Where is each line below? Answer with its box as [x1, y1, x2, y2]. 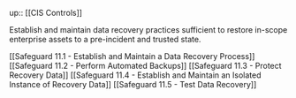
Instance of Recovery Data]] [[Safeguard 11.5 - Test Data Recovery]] [9, 79, 257, 89]
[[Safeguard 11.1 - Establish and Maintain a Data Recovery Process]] [9, 51, 255, 61]
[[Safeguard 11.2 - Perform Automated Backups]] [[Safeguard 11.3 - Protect [9, 61, 282, 71]
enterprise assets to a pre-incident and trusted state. [9, 34, 201, 44]
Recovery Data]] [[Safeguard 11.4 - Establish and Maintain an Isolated [9, 70, 262, 80]
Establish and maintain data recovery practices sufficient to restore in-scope [9, 25, 288, 34]
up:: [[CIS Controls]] [9, 8, 82, 18]
